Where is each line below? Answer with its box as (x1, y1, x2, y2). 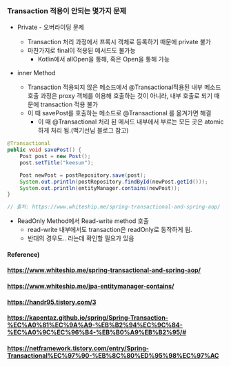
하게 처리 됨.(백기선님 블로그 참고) (37, 126, 129, 135)
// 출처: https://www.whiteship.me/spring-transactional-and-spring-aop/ (7, 204, 221, 211)
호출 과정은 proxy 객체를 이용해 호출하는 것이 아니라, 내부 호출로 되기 (27, 92, 212, 100)
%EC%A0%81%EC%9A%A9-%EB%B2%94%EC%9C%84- (7, 321, 183, 329)
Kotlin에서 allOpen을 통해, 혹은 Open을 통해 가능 (37, 55, 170, 64)
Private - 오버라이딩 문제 (17, 23, 85, 32)
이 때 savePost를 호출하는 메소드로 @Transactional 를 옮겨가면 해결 (27, 109, 212, 117)
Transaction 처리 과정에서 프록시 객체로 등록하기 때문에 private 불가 (27, 38, 212, 46)
